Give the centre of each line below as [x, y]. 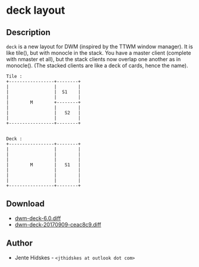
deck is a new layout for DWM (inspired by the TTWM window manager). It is [99, 46]
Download [25, 204]
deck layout [36, 10]
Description [28, 32]
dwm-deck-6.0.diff [38, 218]
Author [19, 244]
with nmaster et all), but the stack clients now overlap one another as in [94, 59]
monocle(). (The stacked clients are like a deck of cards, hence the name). [97, 65]
